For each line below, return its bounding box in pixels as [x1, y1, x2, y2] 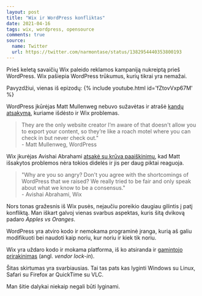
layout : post [6, 9, 40, 15]
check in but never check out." [21, 134, 99, 141]
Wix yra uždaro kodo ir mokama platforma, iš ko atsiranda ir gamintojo [6, 246, 183, 253]
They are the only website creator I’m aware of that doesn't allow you [21, 121, 196, 128]
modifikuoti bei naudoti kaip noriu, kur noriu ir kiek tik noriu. [6, 234, 157, 241]
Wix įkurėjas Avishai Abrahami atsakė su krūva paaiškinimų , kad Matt [6, 152, 181, 160]
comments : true [6, 32, 45, 38]
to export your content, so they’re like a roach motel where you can [21, 127, 191, 135]
